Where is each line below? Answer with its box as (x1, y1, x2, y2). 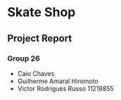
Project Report (7, 32, 72, 44)
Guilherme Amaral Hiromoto (17, 77, 98, 85)
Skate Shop (7, 4, 76, 20)
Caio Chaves (17, 69, 55, 77)
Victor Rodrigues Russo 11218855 (17, 84, 114, 92)
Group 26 (7, 54, 40, 63)
